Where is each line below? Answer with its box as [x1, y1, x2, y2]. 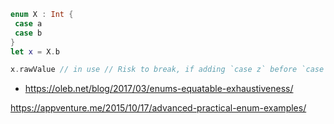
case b [14, 28, 43, 38]
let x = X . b [10, 46, 60, 57]
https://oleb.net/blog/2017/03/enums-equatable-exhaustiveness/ [24, 83, 294, 95]
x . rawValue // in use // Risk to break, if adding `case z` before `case [10, 65, 325, 75]
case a [14, 18, 43, 29]
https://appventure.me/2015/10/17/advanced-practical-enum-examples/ [10, 102, 307, 114]
